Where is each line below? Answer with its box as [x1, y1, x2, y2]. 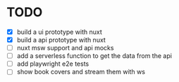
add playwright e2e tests [16, 59, 89, 68]
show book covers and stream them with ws [16, 68, 146, 76]
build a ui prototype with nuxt [16, 28, 103, 36]
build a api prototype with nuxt [16, 36, 106, 44]
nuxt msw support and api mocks [16, 44, 114, 52]
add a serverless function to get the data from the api [16, 52, 172, 60]
